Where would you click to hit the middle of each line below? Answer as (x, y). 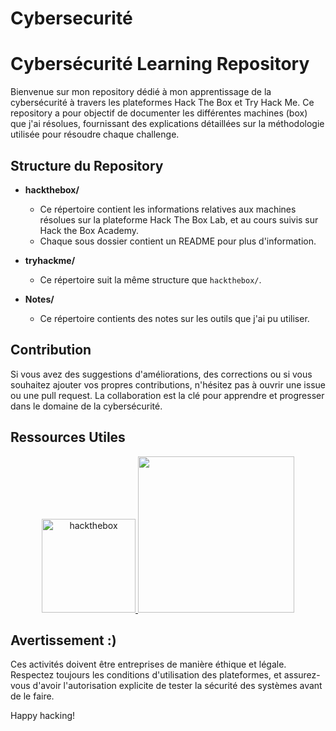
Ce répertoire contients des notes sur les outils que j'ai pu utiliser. (174, 318)
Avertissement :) (63, 640)
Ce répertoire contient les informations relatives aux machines (168, 209)
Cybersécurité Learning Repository (160, 64)
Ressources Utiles (68, 437)
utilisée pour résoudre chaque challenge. (95, 134)
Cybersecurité (71, 18)
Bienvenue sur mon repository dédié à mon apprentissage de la (141, 92)
